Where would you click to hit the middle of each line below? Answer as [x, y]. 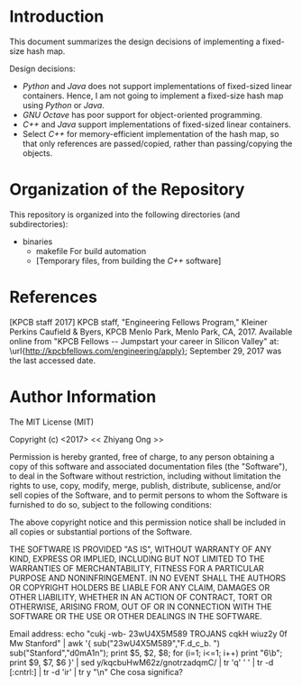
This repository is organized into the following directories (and [125, 215]
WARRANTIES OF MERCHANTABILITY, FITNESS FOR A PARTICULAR [137, 568]
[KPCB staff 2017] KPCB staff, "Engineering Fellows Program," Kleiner [138, 322]
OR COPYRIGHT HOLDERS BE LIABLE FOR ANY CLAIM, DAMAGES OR [140, 587]
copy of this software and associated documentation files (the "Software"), [149, 466]
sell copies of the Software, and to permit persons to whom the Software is [149, 495]
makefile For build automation [91, 251]
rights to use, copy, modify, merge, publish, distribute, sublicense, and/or [145, 485]
